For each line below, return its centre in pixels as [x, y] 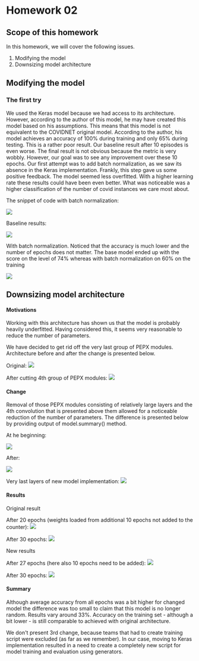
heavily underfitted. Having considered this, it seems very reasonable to [94, 329]
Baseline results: [26, 223]
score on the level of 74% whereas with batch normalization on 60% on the [99, 258]
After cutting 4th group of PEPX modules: [57, 378]
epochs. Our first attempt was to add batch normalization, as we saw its [94, 164]
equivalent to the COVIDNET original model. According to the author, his [94, 132]
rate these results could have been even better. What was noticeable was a [98, 183]
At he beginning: [26, 436]
